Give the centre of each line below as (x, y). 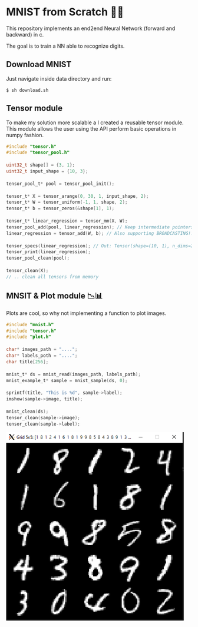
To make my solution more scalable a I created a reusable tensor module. (95, 122)
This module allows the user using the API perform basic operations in (91, 128)
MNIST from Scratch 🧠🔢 (65, 12)
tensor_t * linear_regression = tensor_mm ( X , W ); (67, 221)
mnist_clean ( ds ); (27, 412)
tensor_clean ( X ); (27, 271)
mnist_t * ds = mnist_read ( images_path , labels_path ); (74, 374)
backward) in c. (25, 34)
